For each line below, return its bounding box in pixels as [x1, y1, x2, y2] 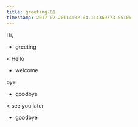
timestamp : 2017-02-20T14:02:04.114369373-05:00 [6, 15, 132, 21]
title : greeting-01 [6, 9, 56, 15]
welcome [15, 66, 38, 74]
